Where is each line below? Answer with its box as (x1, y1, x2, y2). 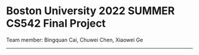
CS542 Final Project (6, 17, 106, 30)
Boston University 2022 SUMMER (6, 4, 175, 18)
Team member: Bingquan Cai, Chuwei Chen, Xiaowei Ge (6, 36, 143, 43)
